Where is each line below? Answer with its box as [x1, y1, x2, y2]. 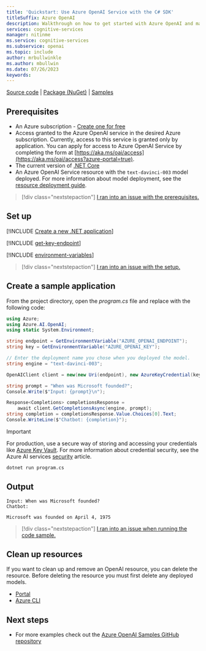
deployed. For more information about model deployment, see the [15, 175, 181, 182]
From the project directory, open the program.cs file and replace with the [6, 297, 191, 305]
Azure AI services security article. [6, 453, 92, 460]
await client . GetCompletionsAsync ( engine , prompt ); [17, 405, 152, 411]
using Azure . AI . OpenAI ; [6, 321, 67, 327]
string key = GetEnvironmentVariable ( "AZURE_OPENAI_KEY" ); [6, 344, 161, 350]
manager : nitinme [6, 32, 51, 38]
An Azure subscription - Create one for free [15, 123, 126, 130]
